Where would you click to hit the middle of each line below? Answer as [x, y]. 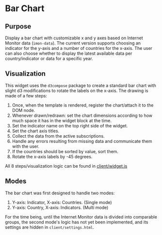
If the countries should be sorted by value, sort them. [65, 151]
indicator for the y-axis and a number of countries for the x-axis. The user [79, 48]
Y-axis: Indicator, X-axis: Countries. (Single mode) [62, 202]
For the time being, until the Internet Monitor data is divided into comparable [81, 217]
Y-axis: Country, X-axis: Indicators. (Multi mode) [60, 207]
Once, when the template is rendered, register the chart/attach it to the [83, 105]
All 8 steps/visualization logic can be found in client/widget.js [66, 166]
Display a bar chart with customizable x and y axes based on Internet [74, 38]
